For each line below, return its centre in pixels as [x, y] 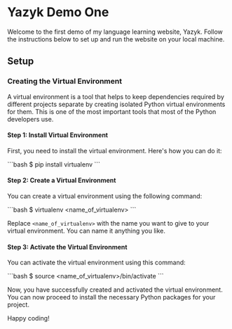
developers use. [30, 119]
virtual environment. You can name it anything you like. [87, 231]
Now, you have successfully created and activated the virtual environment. [115, 290]
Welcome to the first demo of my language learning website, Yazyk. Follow [115, 32]
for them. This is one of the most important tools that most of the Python [112, 111]
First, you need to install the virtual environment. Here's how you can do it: [115, 150]
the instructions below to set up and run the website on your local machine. [116, 39]
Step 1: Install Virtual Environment [58, 135]
